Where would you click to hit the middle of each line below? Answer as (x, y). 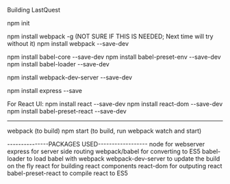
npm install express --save (44, 91)
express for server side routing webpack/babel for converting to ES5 (104, 151)
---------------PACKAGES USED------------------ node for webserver (106, 144)
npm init (18, 23)
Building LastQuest (34, 10)
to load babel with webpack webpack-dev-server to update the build (123, 159)
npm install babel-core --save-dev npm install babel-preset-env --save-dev (114, 57)
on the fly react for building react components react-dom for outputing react (115, 166)
